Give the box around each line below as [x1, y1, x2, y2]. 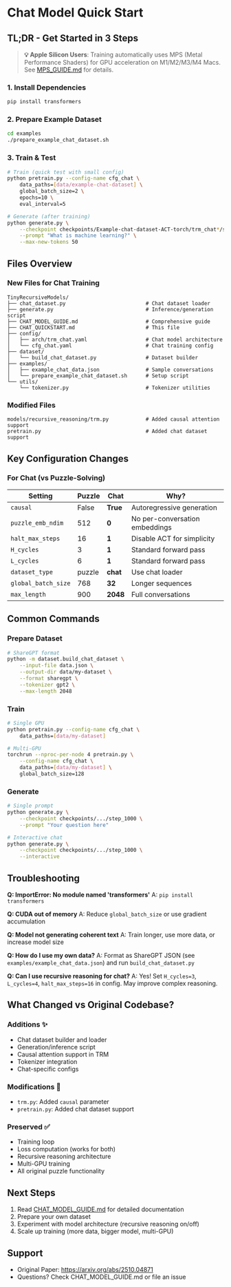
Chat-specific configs [16, 1065, 79, 1073]
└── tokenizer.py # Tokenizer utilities [19, 384, 211, 391]
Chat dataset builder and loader [16, 1035, 107, 1044]
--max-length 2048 [19, 687, 72, 695]
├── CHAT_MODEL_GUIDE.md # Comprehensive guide [7, 318, 211, 325]
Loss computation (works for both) [16, 1145, 115, 1153]
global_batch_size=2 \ [19, 188, 85, 195]
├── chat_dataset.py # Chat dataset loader [7, 300, 211, 307]
